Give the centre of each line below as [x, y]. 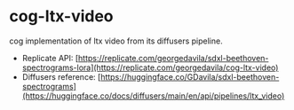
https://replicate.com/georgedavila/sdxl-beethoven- [174, 58]
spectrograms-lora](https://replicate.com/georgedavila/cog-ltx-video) [150, 67]
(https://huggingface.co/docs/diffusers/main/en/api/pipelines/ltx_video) [153, 96]
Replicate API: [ [50, 58]
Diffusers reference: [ [61, 76]
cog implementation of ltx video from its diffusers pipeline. [116, 41]
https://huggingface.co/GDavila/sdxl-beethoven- [190, 76]
